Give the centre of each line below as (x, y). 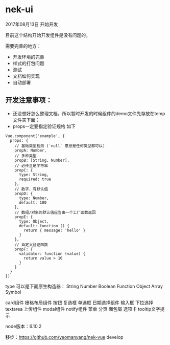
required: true (35, 179)
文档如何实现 (26, 76)
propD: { (24, 193)
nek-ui (19, 9)
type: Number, (34, 198)
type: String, (34, 175)
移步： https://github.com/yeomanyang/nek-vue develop (64, 337)
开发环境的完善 (28, 57)
